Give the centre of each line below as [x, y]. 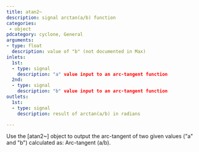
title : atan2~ [24, 12]
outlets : [17, 97]
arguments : [20, 40]
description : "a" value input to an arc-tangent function [92, 74]
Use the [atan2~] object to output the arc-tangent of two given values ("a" [100, 136]
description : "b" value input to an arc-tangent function [92, 91]
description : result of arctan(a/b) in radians [79, 114]
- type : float [24, 46]
